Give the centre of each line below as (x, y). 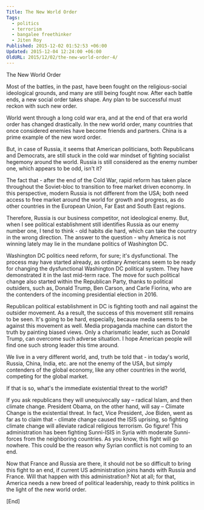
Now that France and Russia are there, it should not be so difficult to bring (99, 463)
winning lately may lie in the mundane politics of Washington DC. (87, 244)
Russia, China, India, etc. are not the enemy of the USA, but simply (90, 363)
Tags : (13, 18)
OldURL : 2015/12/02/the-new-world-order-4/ (62, 57)
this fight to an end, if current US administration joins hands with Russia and (101, 470)
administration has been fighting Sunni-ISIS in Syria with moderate (90, 432)
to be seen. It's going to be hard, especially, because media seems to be (97, 319)
